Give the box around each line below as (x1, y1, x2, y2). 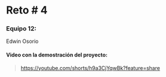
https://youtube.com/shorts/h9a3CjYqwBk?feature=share (20, 64, 160, 71)
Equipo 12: (6, 25, 36, 33)
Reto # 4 (6, 4, 48, 17)
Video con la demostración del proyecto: (6, 51, 108, 59)
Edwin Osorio (6, 38, 39, 45)
